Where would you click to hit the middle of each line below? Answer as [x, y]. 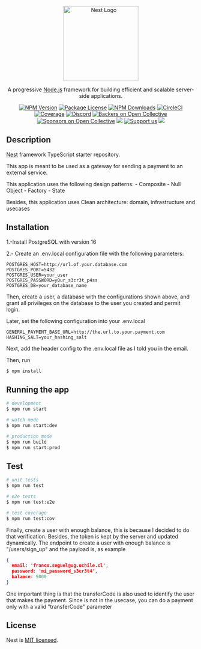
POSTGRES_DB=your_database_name [46, 285]
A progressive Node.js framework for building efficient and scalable [91, 89]
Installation [28, 227]
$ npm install [24, 371]
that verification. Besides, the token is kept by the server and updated [92, 536]
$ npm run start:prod [33, 447]
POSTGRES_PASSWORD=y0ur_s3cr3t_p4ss [52, 280]
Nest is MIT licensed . [32, 640]
